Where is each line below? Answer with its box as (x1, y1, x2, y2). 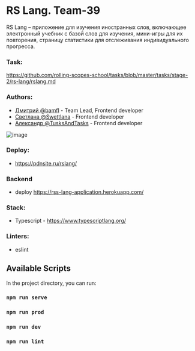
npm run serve (6, 294, 47, 301)
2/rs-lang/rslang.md (6, 78, 56, 85)
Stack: (6, 203, 26, 212)
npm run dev (6, 323, 41, 331)
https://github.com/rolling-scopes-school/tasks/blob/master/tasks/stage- (6, 72, 188, 79)
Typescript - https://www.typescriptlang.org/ (14, 217, 127, 225)
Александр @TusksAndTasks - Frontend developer (14, 119, 143, 126)
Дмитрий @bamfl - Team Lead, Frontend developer (14, 107, 144, 114)
